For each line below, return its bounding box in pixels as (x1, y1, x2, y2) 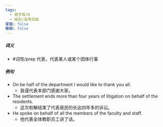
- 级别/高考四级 (10, 17, 39, 22)
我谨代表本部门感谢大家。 (20, 88, 73, 94)
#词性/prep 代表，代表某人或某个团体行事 (12, 56, 98, 62)
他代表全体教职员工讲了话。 (20, 116, 78, 122)
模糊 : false (5, 26, 29, 31)
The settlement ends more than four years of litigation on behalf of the (12, 93, 158, 99)
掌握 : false (5, 21, 29, 27)
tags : (5, 7, 17, 13)
